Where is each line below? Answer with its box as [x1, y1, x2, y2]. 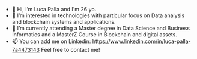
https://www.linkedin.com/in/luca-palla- [92, 38, 191, 45]
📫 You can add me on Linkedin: [11, 38, 91, 45]
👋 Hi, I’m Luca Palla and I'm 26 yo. [11, 6, 97, 13]
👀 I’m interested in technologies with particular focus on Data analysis [11, 12, 185, 19]
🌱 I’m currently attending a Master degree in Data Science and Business [11, 24, 190, 32]
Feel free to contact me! [41, 46, 100, 53]
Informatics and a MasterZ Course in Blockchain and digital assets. [11, 31, 177, 38]
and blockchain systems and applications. [11, 18, 116, 25]
